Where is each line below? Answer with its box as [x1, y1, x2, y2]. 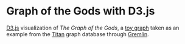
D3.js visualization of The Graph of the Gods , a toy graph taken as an [6, 24, 180, 31]
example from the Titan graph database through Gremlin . [6, 30, 149, 37]
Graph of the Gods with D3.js [6, 4, 155, 18]
